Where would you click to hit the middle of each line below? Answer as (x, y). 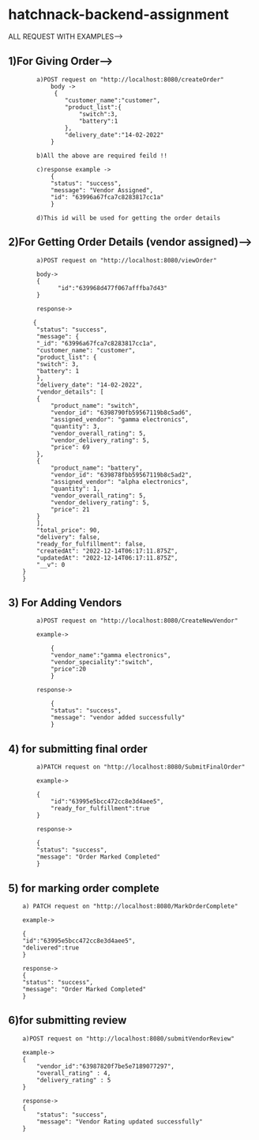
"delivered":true (51, 948)
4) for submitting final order (78, 749)
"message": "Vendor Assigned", (102, 190)
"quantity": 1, (75, 489)
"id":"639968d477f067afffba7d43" (113, 288)
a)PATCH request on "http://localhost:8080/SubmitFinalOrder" (141, 767)
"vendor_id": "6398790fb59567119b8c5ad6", (121, 413)
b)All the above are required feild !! (102, 156)
